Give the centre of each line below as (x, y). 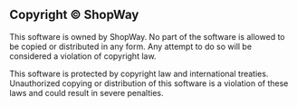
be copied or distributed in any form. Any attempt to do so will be (130, 46)
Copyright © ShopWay (74, 15)
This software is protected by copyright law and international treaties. (139, 73)
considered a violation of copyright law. (83, 56)
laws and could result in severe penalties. (87, 92)
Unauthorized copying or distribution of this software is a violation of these (149, 83)
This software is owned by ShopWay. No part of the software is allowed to (147, 36)
